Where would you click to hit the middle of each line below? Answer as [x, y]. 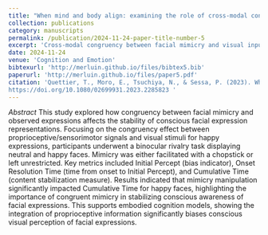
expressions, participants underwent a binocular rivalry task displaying [124, 146]
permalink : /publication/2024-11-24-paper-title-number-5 [106, 38]
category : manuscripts [46, 30]
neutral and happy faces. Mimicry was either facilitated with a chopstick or [131, 155]
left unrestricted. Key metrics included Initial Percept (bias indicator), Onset [132, 163]
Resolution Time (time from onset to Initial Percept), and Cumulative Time [129, 171]
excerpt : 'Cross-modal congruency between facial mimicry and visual [126, 45]
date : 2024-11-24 [37, 53]
